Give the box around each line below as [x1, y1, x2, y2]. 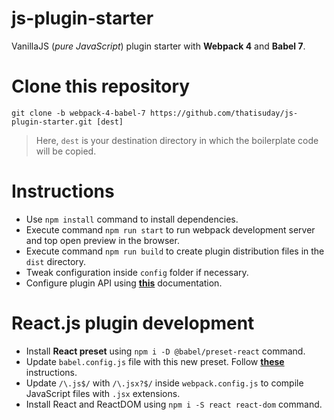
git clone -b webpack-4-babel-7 [11, 108, 146, 118]
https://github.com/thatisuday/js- [149, 108, 299, 118]
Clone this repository [11, 75, 191, 98]
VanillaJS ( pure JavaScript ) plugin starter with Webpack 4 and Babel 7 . [11, 40, 306, 52]
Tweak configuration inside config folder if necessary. [25, 266, 249, 278]
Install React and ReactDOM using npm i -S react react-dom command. [25, 398, 323, 410]
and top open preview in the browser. [25, 234, 180, 246]
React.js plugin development [11, 312, 255, 334]
